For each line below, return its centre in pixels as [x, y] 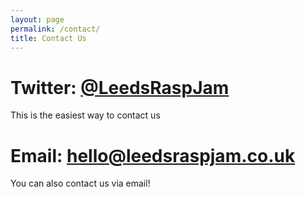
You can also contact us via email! [80, 183]
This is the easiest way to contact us [85, 115]
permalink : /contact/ [55, 29]
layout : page [37, 19]
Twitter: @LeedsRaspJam [120, 87]
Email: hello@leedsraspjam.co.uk [153, 155]
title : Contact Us [48, 38]
